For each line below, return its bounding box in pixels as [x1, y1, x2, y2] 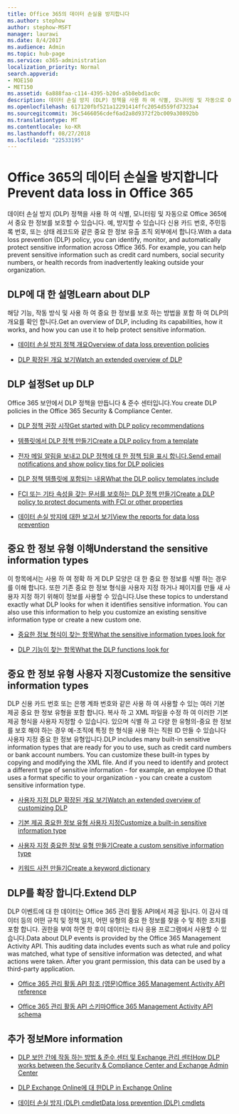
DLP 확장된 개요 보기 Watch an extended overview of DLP [17, 355, 183, 364]
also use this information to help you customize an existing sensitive [7, 607, 207, 616]
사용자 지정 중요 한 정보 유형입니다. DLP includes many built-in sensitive [7, 735, 211, 744]
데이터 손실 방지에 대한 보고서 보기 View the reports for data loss [17, 512, 200, 521]
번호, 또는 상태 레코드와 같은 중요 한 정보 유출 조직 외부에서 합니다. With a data [14, 228, 232, 236]
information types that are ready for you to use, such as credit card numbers [7, 743, 232, 751]
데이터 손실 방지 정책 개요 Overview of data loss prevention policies [17, 340, 210, 348]
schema [17, 1011, 41, 1019]
